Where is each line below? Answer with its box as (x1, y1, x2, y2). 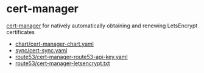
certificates (6, 28, 35, 35)
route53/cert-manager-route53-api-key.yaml (15, 53, 128, 60)
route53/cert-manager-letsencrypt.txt (15, 60, 111, 67)
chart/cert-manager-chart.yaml (15, 40, 94, 47)
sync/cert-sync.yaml (15, 46, 68, 54)
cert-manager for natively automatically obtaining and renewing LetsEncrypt (6, 22, 198, 29)
